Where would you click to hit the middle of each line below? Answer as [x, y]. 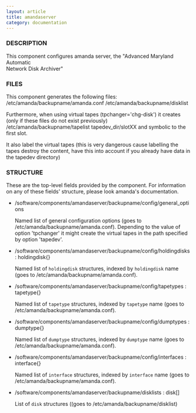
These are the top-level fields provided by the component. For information [96, 185]
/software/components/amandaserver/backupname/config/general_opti [102, 203]
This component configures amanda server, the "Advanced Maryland [90, 56]
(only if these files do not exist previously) [57, 120]
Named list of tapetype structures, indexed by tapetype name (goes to [99, 304]
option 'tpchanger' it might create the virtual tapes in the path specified [101, 233]
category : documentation [36, 22]
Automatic [19, 62]
